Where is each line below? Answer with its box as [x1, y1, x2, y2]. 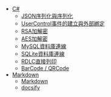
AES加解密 [21, 35, 48, 42]
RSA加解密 [21, 27, 49, 35]
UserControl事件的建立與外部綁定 [21, 20, 105, 27]
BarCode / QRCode [21, 65, 70, 72]
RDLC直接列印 [21, 58, 57, 65]
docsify [21, 84, 41, 91]
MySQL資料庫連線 [21, 42, 67, 50]
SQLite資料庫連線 [21, 50, 65, 57]
